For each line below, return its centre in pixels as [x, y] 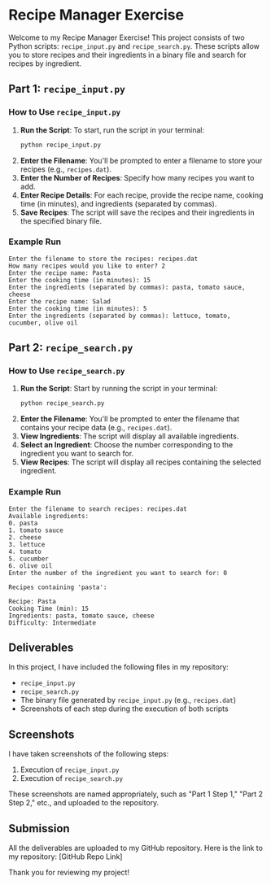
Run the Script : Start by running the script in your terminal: [119, 389]
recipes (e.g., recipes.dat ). [66, 169]
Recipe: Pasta [33, 601]
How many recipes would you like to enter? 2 [87, 266]
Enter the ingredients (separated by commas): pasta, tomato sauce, [127, 287]
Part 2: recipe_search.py [71, 348]
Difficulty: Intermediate [52, 623]
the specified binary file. [61, 220]
